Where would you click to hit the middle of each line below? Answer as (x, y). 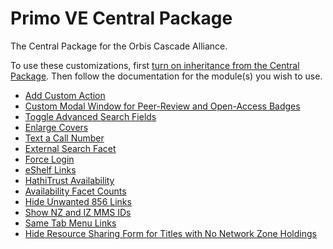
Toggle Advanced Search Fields (90, 116)
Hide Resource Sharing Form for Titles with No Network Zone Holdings (170, 233)
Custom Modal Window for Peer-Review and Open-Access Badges (162, 106)
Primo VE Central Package (121, 18)
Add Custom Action (65, 95)
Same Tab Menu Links (70, 223)
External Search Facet (70, 148)
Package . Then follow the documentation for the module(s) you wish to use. (166, 76)
